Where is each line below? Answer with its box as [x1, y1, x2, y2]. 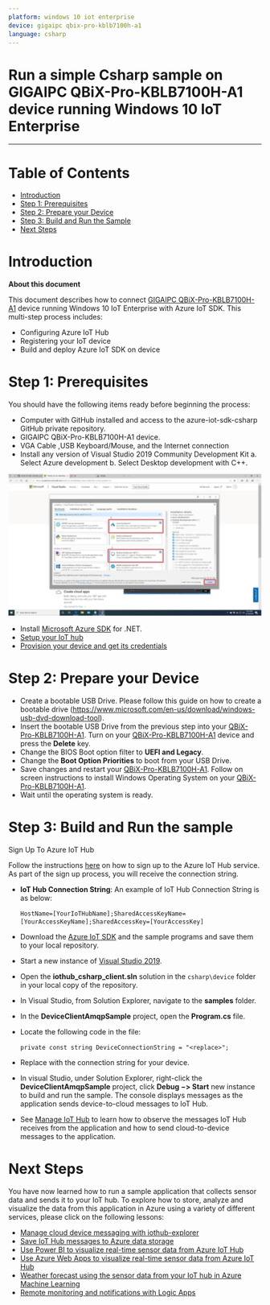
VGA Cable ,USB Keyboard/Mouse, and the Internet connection [19, 441, 229, 451]
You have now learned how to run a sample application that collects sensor [8, 1186, 257, 1196]
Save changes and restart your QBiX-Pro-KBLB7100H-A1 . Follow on [19, 765, 243, 774]
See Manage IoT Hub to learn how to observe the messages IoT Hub [19, 1115, 247, 1125]
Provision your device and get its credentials [19, 641, 167, 651]
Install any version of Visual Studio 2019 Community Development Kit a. [19, 449, 257, 459]
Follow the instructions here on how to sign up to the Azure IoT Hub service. [8, 861, 260, 870]
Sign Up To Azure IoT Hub [8, 845, 95, 855]
